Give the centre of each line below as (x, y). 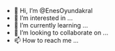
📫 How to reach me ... (46, 40)
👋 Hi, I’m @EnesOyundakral (53, 11)
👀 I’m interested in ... (43, 18)
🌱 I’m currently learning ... (51, 25)
